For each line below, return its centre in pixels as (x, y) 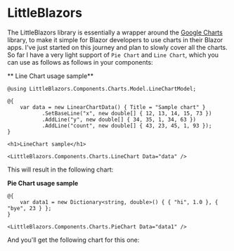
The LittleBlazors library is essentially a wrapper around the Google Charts (115, 32)
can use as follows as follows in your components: (80, 62)
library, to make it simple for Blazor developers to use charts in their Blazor (115, 39)
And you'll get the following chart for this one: (73, 240)
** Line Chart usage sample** (50, 76)
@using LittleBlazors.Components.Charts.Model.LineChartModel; (102, 89)
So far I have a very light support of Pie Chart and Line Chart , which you (113, 55)
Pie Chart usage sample (43, 183)
